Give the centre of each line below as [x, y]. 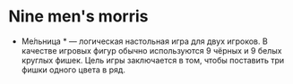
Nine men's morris [78, 17]
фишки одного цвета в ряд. [73, 70]
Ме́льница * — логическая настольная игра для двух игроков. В [144, 41]
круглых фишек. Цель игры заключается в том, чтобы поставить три [153, 60]
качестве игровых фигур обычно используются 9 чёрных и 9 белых [151, 50]
